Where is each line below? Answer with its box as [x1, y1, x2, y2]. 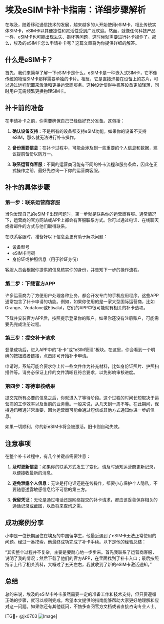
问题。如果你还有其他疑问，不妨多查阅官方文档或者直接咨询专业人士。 [18, 603, 159, 609]
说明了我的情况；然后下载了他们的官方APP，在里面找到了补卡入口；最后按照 [5, 555, 159, 561]
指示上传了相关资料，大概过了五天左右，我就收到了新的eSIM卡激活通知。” [5, 561, 152, 567]
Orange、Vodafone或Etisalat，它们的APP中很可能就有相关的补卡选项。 [5, 304, 148, 310]
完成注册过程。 [13, 321, 44, 327]
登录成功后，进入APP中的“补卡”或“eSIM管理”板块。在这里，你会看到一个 [5, 347, 151, 352]
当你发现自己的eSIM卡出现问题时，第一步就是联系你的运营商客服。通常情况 [5, 211, 157, 217]
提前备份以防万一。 [16, 150, 55, 157]
